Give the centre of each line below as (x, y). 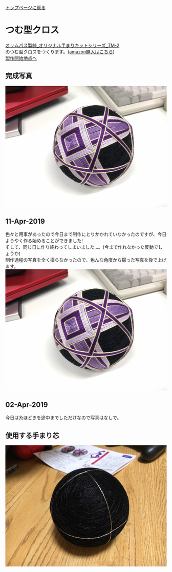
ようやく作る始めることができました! (44, 241)
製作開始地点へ (21, 58)
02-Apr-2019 (27, 405)
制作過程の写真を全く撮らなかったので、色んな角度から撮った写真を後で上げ (86, 260)
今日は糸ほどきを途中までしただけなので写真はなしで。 (63, 418)
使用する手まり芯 (32, 435)
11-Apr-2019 (25, 221)
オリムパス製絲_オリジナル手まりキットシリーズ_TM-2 (62, 45)
